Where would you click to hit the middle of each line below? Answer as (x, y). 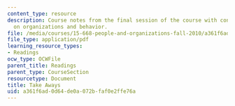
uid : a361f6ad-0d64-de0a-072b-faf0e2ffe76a (72, 91)
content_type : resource (42, 14)
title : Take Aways (34, 85)
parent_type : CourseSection (48, 72)
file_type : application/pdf (48, 40)
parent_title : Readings (42, 66)
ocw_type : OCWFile (34, 59)
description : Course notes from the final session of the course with (112, 20)
